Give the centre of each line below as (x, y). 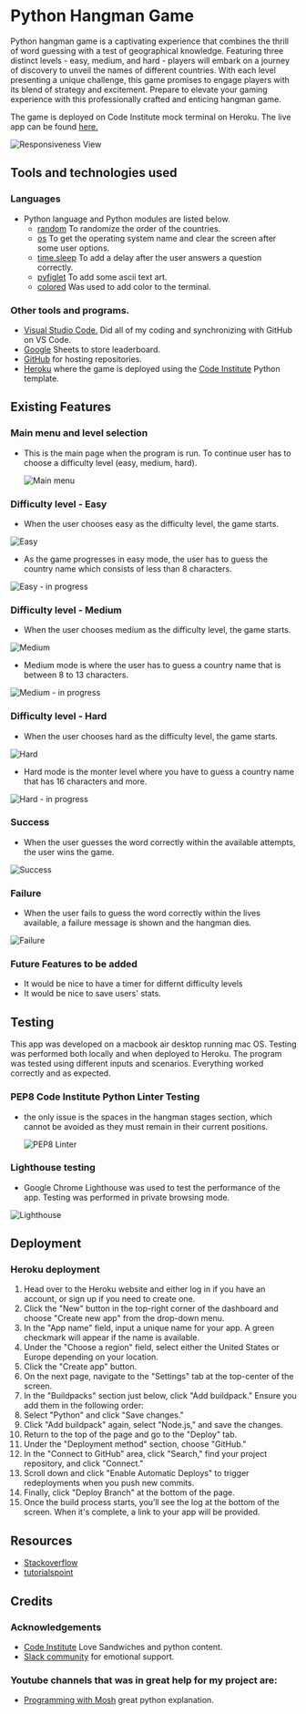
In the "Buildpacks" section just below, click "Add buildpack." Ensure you (160, 1396)
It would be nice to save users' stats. (92, 994)
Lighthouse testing (53, 1168)
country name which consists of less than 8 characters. (127, 568)
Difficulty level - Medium (66, 610)
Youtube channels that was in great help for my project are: (144, 1680)
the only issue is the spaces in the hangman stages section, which (148, 1117)
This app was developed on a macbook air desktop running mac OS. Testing (153, 1044)
